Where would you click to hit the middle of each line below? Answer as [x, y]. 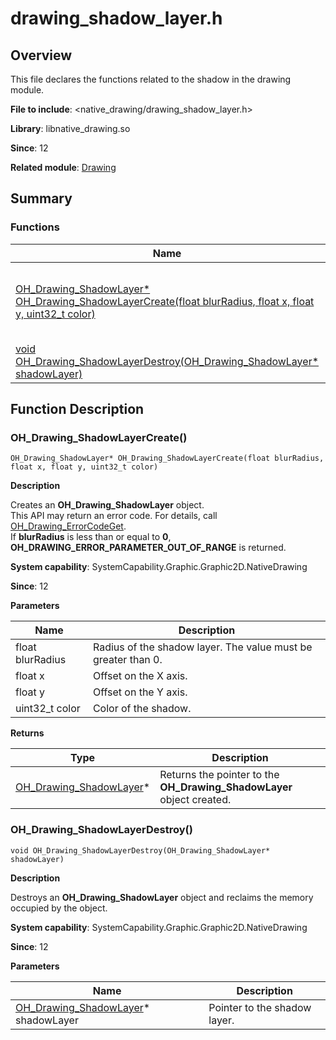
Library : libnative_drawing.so [70, 128]
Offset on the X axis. [140, 676]
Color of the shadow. [142, 709]
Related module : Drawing [63, 167]
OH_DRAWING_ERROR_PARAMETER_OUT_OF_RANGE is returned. [148, 548]
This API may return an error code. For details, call [114, 516]
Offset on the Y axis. [140, 692]
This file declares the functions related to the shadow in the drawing [151, 79]
